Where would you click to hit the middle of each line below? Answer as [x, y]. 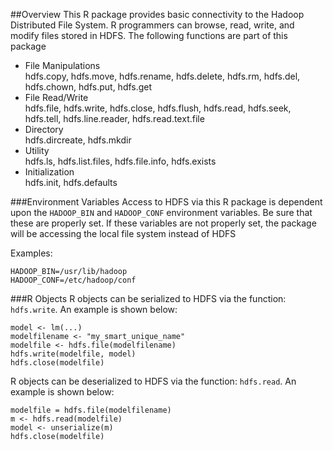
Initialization [49, 172]
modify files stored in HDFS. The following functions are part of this [149, 35]
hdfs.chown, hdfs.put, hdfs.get [88, 87]
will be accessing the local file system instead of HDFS [123, 233]
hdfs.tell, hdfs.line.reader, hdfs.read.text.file [114, 118]
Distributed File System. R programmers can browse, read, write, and [152, 25]
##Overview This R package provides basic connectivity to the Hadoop [157, 14]
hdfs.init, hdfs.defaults [71, 182]
